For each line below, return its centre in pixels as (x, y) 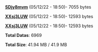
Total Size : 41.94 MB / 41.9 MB (36, 45)
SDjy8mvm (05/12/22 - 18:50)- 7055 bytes (48, 7)
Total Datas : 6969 (24, 35)
